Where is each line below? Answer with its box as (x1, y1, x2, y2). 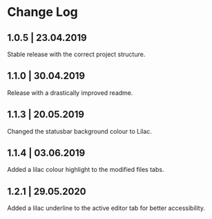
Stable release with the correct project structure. (7, 50, 146, 58)
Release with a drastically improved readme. (7, 88, 133, 97)
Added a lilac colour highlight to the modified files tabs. (7, 166, 164, 174)
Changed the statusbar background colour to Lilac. (7, 127, 152, 135)
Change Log (7, 4, 78, 20)
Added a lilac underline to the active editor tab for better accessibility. (7, 204, 206, 212)
